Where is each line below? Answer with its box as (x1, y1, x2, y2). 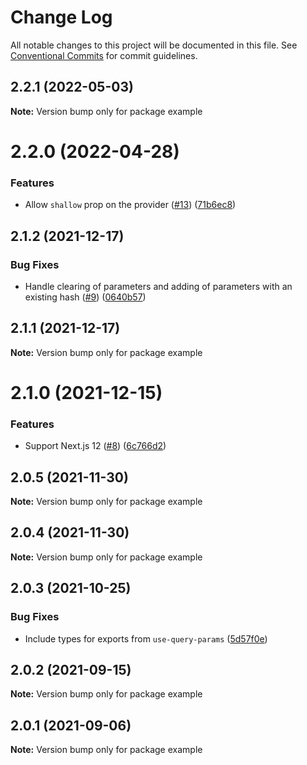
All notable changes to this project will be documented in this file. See (10, 39, 298, 51)
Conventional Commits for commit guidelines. (10, 49, 198, 61)
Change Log (10, 6, 113, 29)
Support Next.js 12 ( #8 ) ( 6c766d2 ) (24, 440, 167, 452)
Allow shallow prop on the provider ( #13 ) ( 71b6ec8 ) (24, 199, 237, 211)
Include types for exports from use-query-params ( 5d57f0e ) (24, 632, 268, 645)
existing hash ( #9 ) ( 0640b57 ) (24, 291, 147, 303)
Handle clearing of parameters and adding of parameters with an (24, 280, 293, 292)
